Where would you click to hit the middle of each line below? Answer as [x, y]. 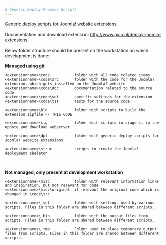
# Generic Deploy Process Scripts [41, 10]
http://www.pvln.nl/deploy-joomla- [125, 34]
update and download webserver [38, 127]
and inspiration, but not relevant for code [52, 185]
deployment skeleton [27, 153]
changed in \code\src [28, 194]
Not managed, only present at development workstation [64, 172]
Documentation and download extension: [47, 34]
